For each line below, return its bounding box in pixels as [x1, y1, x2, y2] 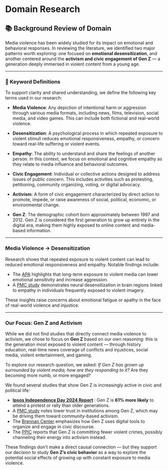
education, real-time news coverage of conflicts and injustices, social [5, 346, 148, 352]
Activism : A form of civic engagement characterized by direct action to [12, 191, 160, 197]
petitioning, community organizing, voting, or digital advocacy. [12, 182, 141, 188]
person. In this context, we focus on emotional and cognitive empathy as [12, 156, 162, 162]
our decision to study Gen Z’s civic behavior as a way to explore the [5, 449, 146, 455]
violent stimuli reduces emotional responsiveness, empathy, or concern [12, 136, 160, 142]
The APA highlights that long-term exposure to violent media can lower [12, 271, 158, 277]
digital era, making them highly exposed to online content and [12, 222, 140, 228]
